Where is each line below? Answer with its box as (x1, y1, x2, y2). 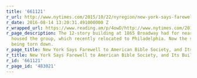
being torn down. (11, 42, 54, 48)
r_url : (6, 14, 22, 20)
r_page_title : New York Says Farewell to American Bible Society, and (6, 47, 182, 53)
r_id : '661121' (6, 57, 43, 63)
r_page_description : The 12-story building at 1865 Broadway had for (6, 30, 180, 36)
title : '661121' (6, 8, 46, 15)
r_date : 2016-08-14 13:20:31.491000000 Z (6, 19, 109, 25)
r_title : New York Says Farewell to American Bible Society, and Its (6, 52, 180, 58)
